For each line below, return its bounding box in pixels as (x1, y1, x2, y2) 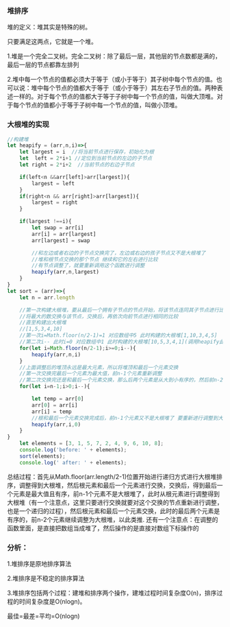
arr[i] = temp (31, 408, 72, 415)
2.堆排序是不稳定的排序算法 (7, 574, 85, 582)
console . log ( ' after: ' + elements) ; (19, 459, 127, 466)
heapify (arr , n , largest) (31, 269, 99, 276)
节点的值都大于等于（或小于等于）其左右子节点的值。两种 (54, 84, 217, 92)
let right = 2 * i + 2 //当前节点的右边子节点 (19, 161, 136, 169)
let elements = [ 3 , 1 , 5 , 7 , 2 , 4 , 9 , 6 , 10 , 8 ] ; (19, 440, 164, 447)
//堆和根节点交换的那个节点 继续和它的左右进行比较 (31, 256, 159, 263)
